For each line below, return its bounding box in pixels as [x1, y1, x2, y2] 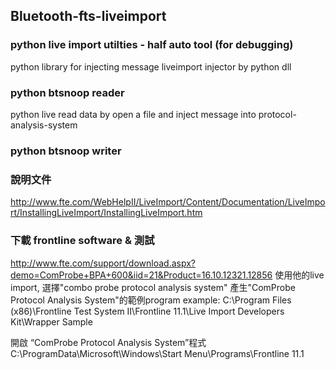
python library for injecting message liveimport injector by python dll [10, 60, 292, 73]
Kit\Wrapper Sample [10, 315, 93, 328]
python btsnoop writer [10, 144, 122, 158]
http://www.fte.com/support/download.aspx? [10, 257, 197, 269]
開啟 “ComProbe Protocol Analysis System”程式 [10, 336, 207, 348]
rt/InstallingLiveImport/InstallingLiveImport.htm [10, 207, 203, 219]
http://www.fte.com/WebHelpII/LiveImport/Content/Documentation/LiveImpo [10, 196, 326, 208]
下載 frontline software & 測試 [10, 234, 155, 248]
